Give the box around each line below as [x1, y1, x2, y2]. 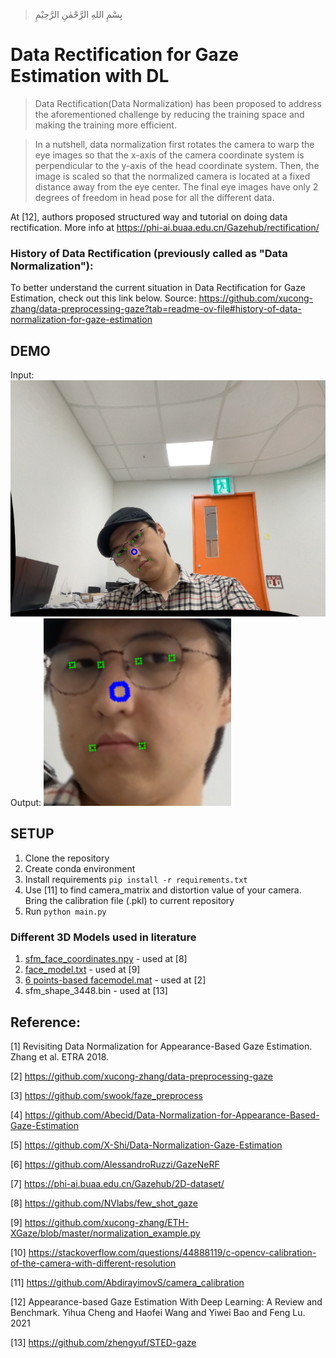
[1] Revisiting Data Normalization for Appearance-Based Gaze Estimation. [10, 1040, 313, 1052]
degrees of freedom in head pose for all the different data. [34, 191, 275, 203]
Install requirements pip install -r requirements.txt [24, 873, 248, 885]
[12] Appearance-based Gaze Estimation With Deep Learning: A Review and [10, 1295, 323, 1308]
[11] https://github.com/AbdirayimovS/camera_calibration [10, 1276, 245, 1288]
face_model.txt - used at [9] [24, 964, 141, 976]
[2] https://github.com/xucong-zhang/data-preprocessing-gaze [10, 1070, 273, 1082]
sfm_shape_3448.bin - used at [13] [24, 985, 168, 997]
